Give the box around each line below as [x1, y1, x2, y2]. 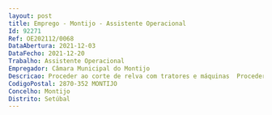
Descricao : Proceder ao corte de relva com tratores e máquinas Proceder [8, 72, 266, 80]
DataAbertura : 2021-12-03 [8, 42, 96, 50]
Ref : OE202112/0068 [8, 34, 74, 43]
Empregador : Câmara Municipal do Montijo [8, 65, 151, 73]
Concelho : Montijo [8, 87, 70, 96]
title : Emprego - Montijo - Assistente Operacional [8, 19, 186, 28]
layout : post [8, 11, 53, 20]
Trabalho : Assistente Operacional [8, 57, 125, 66]
